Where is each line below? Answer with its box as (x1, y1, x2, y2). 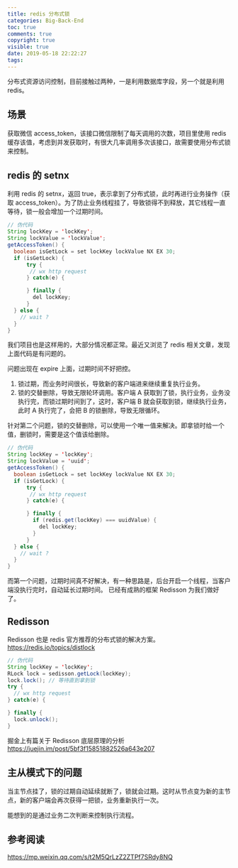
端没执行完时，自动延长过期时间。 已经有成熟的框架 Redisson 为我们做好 (7, 585, 220, 594)
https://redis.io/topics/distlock (7, 643, 96, 651)
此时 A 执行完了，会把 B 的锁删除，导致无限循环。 (17, 406, 164, 415)
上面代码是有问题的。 (7, 349, 69, 358)
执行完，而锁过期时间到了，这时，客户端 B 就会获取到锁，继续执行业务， (17, 397, 230, 406)
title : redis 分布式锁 (7, 10, 70, 18)
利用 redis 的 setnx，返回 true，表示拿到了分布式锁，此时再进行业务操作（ (7, 190, 225, 198)
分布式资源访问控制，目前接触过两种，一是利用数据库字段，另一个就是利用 (7, 77, 225, 85)
